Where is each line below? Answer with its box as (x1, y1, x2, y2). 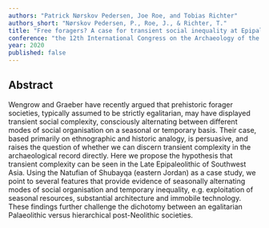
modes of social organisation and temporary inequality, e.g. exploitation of (8, 185, 254, 194)
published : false (8, 49, 66, 57)
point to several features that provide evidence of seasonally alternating (8, 176, 246, 186)
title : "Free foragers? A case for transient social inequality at (8, 26, 239, 34)
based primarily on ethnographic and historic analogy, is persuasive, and (8, 134, 248, 143)
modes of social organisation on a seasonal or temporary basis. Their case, (8, 125, 257, 134)
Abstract (8, 78, 54, 92)
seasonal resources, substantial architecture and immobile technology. (8, 193, 242, 202)
